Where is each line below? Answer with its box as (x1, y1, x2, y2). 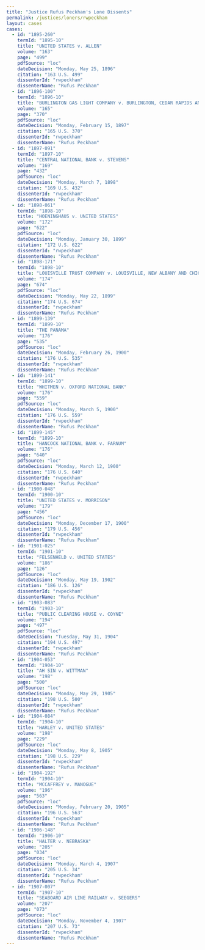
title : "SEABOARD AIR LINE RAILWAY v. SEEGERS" (17, 895, 140, 901)
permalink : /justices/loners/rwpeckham (6, 15, 108, 21)
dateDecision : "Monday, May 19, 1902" (17, 577, 116, 583)
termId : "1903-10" (17, 605, 64, 612)
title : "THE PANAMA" (17, 327, 70, 333)
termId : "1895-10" (17, 37, 64, 43)
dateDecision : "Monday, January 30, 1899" (17, 236, 127, 242)
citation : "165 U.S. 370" (17, 128, 84, 134)
